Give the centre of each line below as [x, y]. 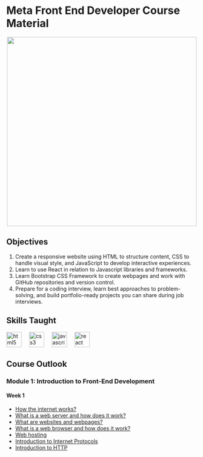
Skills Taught [31, 321]
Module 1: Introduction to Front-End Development [81, 381]
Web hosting [31, 435]
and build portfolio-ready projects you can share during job [110, 295]
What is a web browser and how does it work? [73, 429]
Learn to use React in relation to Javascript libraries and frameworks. [101, 269]
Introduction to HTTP [41, 448]
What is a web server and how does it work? [70, 416]
